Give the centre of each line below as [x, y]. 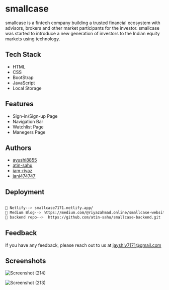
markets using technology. [33, 39]
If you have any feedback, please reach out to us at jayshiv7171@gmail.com [83, 245]
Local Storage [27, 88]
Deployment [25, 192]
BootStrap [23, 77]
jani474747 [24, 176]
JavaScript [24, 83]
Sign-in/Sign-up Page [35, 116]
